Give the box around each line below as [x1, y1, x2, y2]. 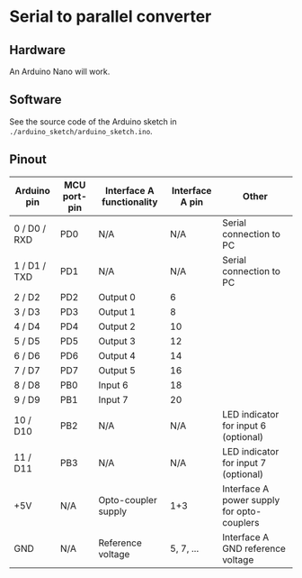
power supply [221, 493, 280, 506]
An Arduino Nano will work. [9, 66, 111, 77]
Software [9, 92, 62, 107]
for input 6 [221, 419, 267, 432]
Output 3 [98, 335, 137, 347]
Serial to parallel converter [9, 6, 212, 27]
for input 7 [221, 456, 267, 469]
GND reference [221, 542, 286, 555]
